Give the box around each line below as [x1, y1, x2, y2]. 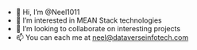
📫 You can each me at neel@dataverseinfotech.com [15, 33, 189, 42]
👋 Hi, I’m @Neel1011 [15, 8, 80, 16]
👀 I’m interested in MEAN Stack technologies [15, 16, 162, 25]
